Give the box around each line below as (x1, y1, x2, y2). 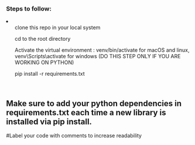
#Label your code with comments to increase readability (6, 132, 142, 139)
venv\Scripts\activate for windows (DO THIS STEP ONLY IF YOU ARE (14, 53, 181, 60)
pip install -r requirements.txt (14, 70, 85, 77)
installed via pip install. (6, 116, 93, 126)
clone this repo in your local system (14, 24, 101, 31)
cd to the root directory (14, 36, 71, 43)
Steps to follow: (6, 5, 52, 13)
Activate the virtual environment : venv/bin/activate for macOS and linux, (14, 47, 190, 54)
